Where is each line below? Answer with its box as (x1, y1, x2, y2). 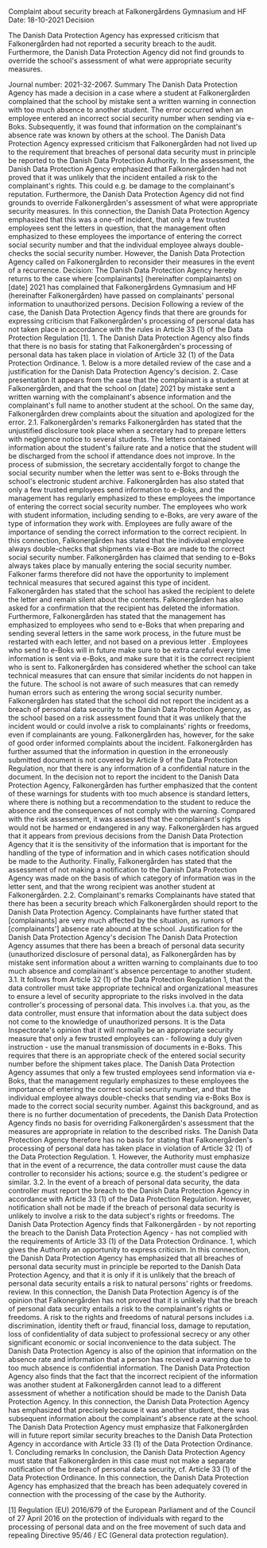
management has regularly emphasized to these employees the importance (8, 493, 256, 503)
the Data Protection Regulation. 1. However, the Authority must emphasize (8, 1152, 250, 1161)
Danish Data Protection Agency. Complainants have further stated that (8, 908, 238, 916)
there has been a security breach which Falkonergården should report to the (8, 899, 258, 908)
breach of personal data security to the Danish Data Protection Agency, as (8, 705, 252, 714)
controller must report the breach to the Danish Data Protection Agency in (8, 1186, 250, 1195)
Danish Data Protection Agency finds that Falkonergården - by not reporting (8, 1220, 257, 1229)
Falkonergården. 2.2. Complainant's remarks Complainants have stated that (8, 890, 256, 900)
